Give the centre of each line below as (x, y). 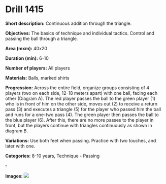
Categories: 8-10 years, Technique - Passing (53, 156)
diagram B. (16, 131)
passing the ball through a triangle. (42, 39)
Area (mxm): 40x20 (26, 48)
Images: (14, 176)
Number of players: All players (38, 68)
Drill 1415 (25, 9)
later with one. (20, 146)
